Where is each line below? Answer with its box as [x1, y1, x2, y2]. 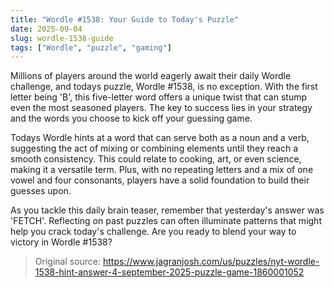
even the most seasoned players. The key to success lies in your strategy [10, 102, 313, 114]
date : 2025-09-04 [10, 24, 83, 34]
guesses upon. [10, 185, 72, 197]
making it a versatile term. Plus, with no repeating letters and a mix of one [10, 164, 314, 176]
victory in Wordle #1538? [10, 236, 113, 248]
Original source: [34, 256, 102, 268]
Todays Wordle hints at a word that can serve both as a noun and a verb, [10, 132, 310, 144]
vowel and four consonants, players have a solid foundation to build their [10, 174, 310, 186]
